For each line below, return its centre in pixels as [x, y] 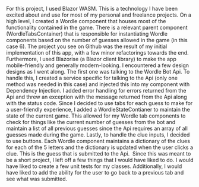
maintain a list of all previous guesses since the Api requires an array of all [97, 128]
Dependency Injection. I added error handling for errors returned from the [96, 91]
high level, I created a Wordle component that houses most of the [86, 21]
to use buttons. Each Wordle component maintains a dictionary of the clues [98, 141]
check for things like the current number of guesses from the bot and [91, 122]
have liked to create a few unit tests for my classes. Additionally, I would [94, 166]
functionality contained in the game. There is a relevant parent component [97, 27]
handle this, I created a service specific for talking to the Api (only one [92, 78]
